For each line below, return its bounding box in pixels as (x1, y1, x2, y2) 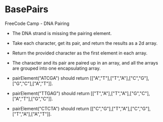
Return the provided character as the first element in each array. (12, 50, 148, 56)
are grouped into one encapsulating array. (12, 65, 101, 71)
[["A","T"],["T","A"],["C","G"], (89, 75, 149, 81)
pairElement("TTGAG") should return (12, 90, 90, 96)
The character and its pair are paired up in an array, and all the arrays (12, 59, 158, 66)
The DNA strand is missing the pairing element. (12, 30, 112, 36)
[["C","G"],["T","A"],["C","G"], (90, 105, 151, 111)
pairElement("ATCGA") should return (12, 75, 89, 81)
